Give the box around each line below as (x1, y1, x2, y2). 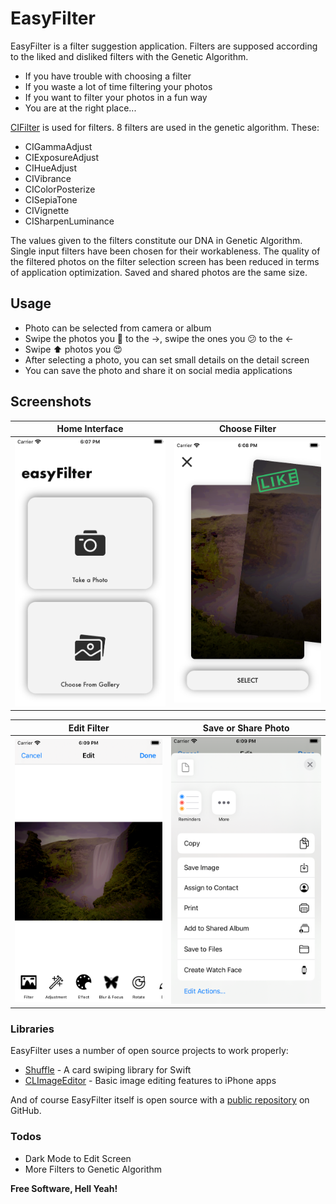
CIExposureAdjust (24, 151, 100, 163)
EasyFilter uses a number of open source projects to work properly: (10, 1045, 289, 1057)
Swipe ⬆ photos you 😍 (24, 343, 123, 355)
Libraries (10, 1022, 55, 1036)
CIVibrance (24, 172, 72, 184)
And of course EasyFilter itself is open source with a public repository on (10, 1094, 310, 1106)
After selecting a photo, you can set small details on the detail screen (24, 353, 310, 366)
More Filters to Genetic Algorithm (24, 1163, 163, 1175)
